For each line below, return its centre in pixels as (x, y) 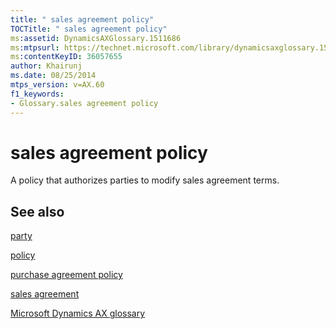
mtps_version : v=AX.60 (57, 85)
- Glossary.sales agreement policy (84, 103)
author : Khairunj (46, 66)
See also (37, 211)
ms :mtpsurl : (35, 47)
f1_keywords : (37, 94)
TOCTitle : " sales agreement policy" (89, 29)
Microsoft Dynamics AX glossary (78, 313)
